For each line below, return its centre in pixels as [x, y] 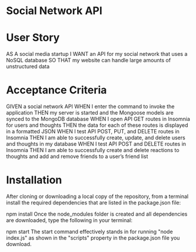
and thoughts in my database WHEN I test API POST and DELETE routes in [96, 144]
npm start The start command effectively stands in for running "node [89, 231]
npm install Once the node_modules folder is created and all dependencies [97, 214]
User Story [33, 38]
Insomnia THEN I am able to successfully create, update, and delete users [96, 138]
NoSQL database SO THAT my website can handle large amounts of [89, 61]
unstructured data [28, 66]
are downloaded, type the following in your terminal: [69, 220]
